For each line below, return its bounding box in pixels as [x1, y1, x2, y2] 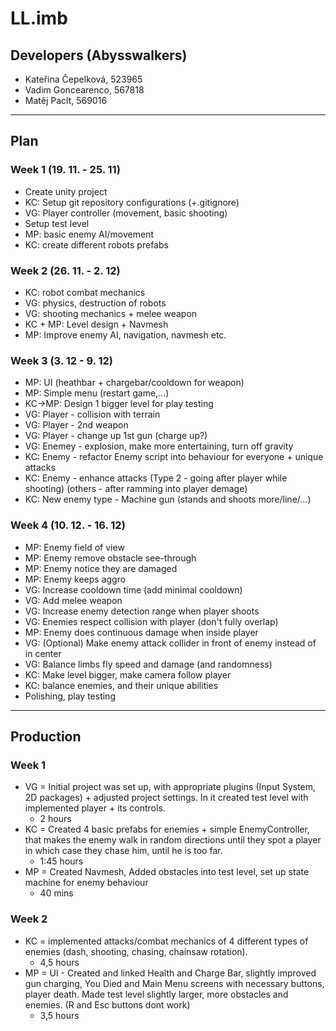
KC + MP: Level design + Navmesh [24, 318, 169, 330]
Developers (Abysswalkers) [10, 47, 188, 64]
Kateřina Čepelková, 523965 [24, 73, 143, 85]
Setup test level [24, 217, 90, 229]
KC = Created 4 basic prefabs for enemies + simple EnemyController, [24, 823, 310, 836]
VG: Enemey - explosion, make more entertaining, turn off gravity [24, 440, 294, 452]
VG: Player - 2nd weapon [24, 419, 129, 431]
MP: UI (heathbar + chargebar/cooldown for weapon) [24, 377, 245, 389]
